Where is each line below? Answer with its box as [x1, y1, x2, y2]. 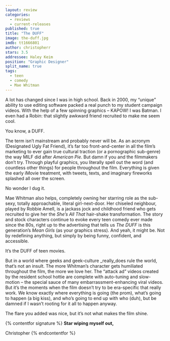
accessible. [5, 238, 29, 244]
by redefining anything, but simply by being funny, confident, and [5, 232, 142, 238]
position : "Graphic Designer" [5, 59, 69, 64]
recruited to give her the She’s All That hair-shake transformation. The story [5, 211, 163, 217]
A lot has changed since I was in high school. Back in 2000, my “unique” [5, 97, 156, 103]
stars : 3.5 [5, 50, 28, 55]
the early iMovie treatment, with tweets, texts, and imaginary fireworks [5, 170, 153, 176]
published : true [5, 26, 39, 31]
